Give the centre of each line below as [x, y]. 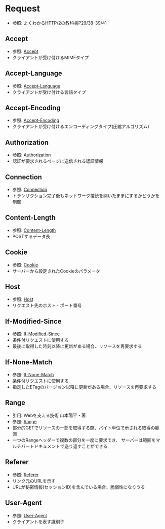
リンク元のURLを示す [34, 481]
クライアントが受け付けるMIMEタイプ [50, 57]
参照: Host [23, 299]
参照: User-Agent [30, 515]
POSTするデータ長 [31, 236]
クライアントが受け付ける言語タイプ [49, 92]
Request [23, 9]
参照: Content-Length [34, 230]
